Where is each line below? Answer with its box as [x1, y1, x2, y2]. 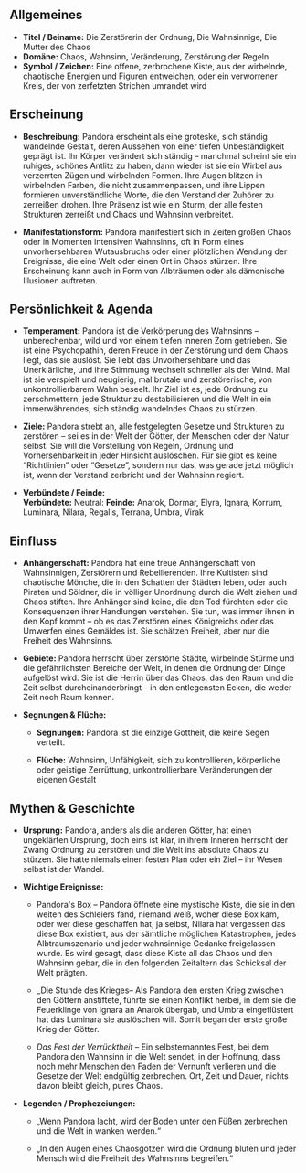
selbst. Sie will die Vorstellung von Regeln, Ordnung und [22, 441, 235, 452]
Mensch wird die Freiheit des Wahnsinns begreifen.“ [36, 1153, 234, 1164]
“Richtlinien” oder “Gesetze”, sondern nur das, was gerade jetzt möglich [22, 460, 294, 471]
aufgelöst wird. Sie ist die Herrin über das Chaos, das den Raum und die [22, 672, 294, 684]
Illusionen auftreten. [22, 274, 98, 286]
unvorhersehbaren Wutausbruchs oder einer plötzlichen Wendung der [22, 246, 288, 257]
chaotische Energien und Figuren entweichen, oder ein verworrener [22, 70, 279, 81]
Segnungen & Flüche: [22, 709, 107, 720]
